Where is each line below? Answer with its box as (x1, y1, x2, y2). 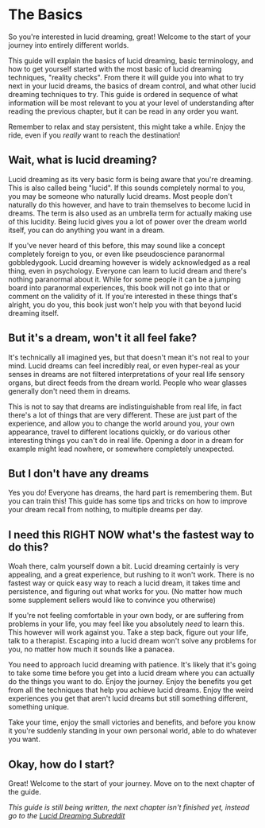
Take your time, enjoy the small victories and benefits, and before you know (8, 717, 256, 727)
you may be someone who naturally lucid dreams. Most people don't (8, 191, 232, 200)
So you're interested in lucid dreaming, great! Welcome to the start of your (8, 32, 252, 41)
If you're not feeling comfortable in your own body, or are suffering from (8, 611, 244, 620)
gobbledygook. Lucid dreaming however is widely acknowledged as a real (8, 257, 251, 267)
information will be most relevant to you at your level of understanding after (8, 98, 255, 107)
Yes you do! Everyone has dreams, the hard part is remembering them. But (8, 488, 252, 498)
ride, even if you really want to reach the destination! (8, 130, 181, 140)
